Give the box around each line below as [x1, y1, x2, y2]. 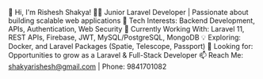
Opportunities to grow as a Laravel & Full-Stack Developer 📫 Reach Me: [8, 51, 244, 59]
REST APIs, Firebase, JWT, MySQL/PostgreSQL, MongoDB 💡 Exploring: [8, 32, 242, 42]
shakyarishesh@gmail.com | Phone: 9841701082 [8, 62, 167, 71]
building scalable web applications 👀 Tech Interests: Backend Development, [8, 16, 255, 25]
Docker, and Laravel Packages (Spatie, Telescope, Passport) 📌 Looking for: [8, 42, 253, 51]
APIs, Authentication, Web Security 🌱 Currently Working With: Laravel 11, [8, 24, 245, 33]
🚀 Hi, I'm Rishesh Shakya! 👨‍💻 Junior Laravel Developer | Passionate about [8, 8, 249, 17]
